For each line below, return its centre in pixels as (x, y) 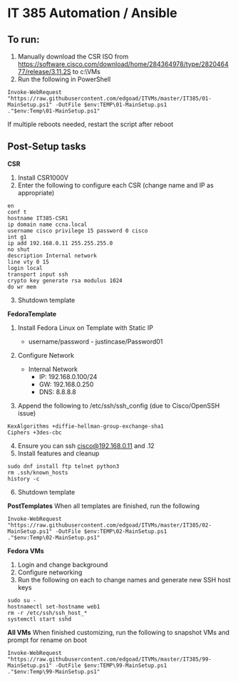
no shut (19, 249)
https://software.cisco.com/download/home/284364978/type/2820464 (123, 64)
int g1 (17, 237)
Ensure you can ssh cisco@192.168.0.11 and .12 (86, 445)
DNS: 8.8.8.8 (57, 392)
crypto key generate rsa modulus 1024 (65, 280)
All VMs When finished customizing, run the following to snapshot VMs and (119, 632)
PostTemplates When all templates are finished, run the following (104, 506)
